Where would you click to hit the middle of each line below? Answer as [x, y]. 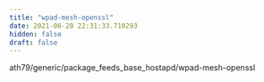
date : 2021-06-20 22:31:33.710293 [74, 26]
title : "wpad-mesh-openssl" [62, 17]
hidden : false [36, 34]
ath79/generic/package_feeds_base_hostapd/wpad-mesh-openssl [132, 68]
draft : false [34, 42]
